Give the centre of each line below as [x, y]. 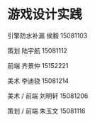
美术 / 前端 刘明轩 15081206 [48, 96]
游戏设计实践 [45, 15]
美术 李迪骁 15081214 [38, 81]
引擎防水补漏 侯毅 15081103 [47, 35]
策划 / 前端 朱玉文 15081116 [47, 111]
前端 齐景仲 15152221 [38, 65]
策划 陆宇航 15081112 [37, 50]
